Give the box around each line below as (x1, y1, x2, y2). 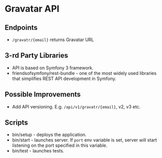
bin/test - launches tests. (12, 148, 64, 154)
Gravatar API (5, 3, 60, 15)
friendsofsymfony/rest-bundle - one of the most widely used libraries (12, 70, 157, 76)
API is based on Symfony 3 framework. (12, 64, 94, 71)
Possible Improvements (5, 90, 81, 99)
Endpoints (5, 23, 38, 32)
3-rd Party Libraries (5, 51, 68, 60)
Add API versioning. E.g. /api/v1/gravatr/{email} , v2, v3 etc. (12, 103, 141, 109)
